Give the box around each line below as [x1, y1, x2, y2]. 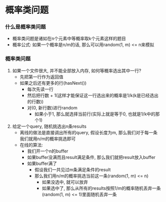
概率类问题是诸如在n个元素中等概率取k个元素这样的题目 [12, 36, 126, 42]
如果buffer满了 [27, 160, 57, 166]
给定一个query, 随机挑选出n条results [12, 123, 87, 129]
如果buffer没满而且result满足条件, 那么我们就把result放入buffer [27, 154, 156, 160]
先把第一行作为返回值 [19, 74, 63, 80]
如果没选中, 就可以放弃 [42, 179, 88, 185]
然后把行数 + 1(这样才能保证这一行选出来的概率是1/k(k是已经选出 [27, 92, 159, 98]
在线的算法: [19, 142, 43, 148]
